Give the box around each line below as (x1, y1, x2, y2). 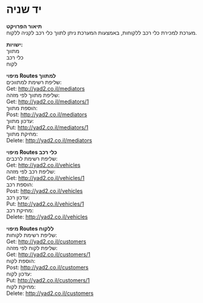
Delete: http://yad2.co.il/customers (6, 289, 94, 297)
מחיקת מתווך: (6, 130, 38, 138)
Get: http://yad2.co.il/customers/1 (6, 251, 91, 258)
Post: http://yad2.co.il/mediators (6, 111, 88, 118)
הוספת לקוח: (6, 257, 36, 264)
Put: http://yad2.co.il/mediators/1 (6, 124, 89, 131)
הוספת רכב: (6, 181, 33, 188)
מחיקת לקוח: (6, 283, 36, 290)
